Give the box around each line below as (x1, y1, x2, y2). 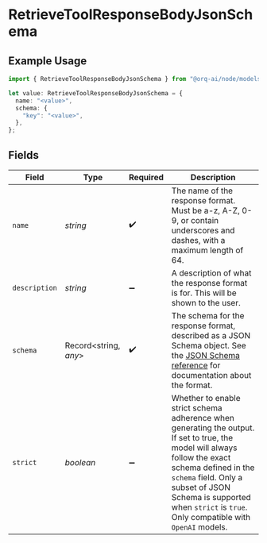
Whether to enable (171, 392, 241, 403)
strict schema (171, 402, 222, 414)
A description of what (171, 268, 252, 279)
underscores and (171, 225, 235, 236)
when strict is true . (171, 502, 248, 513)
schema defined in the (171, 462, 255, 473)
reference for (171, 360, 221, 371)
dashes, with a (171, 234, 226, 245)
